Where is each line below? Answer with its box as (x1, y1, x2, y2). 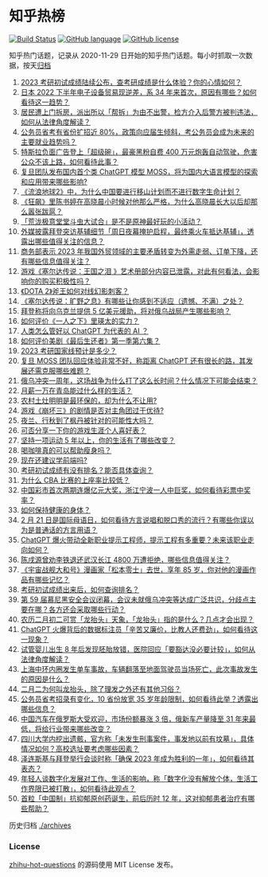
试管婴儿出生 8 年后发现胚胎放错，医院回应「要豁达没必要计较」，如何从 (20, 644, 256, 653)
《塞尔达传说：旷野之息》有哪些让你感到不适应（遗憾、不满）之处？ (20, 296, 244, 306)
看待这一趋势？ (20, 97, 70, 107)
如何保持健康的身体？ (20, 505, 91, 514)
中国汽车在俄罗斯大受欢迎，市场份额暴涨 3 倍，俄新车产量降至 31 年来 (20, 714, 250, 723)
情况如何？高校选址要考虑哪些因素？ (20, 743, 140, 753)
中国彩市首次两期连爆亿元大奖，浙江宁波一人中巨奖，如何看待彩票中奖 (20, 485, 251, 494)
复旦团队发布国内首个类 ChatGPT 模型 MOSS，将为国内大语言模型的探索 (20, 166, 258, 176)
